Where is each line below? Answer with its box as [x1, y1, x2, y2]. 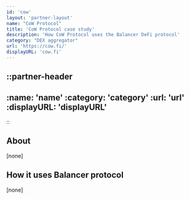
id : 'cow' [6, 9, 32, 15]
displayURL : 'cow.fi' [6, 49, 62, 55]
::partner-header [6, 72, 73, 82]
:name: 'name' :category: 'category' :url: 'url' [6, 92, 184, 103]
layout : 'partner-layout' [6, 15, 73, 21]
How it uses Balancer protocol [6, 170, 124, 181]
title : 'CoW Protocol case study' [6, 26, 95, 32]
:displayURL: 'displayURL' [6, 102, 108, 112]
